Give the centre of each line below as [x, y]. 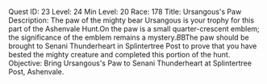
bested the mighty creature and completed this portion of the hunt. [119, 55]
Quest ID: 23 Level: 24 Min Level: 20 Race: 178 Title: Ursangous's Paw [125, 12]
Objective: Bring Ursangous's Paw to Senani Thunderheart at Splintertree [130, 63]
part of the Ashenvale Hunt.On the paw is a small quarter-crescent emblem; [134, 29]
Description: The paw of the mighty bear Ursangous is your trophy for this [131, 20]
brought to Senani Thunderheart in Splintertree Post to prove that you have [133, 46]
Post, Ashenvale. [36, 71]
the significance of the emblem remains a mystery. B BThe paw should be [129, 37]
